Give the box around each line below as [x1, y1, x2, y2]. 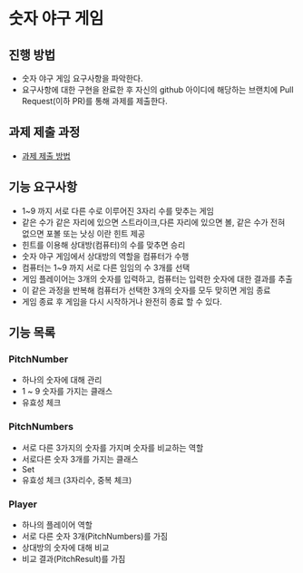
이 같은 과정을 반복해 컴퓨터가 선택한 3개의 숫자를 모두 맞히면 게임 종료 [21, 285, 271, 296]
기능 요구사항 [8, 180, 78, 195]
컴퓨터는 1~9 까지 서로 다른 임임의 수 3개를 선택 [21, 262, 191, 273]
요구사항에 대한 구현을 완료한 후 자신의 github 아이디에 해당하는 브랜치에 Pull [21, 84, 294, 95]
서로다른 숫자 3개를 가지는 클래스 [21, 453, 139, 464]
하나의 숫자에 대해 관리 [21, 374, 103, 385]
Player [8, 498, 38, 510]
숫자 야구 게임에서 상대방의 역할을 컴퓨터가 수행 [21, 250, 190, 261]
